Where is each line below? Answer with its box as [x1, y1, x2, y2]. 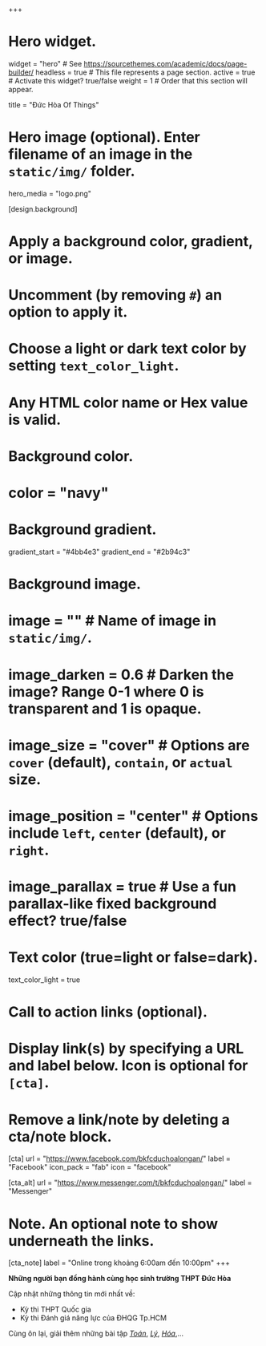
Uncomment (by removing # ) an [8, 286, 223, 305]
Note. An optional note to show [8, 1215, 219, 1233]
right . [8, 841, 50, 859]
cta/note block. [8, 1127, 112, 1146]
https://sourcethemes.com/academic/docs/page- [83, 59, 248, 68]
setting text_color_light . [8, 357, 179, 375]
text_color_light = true [8, 975, 81, 984]
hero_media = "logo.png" [8, 188, 92, 198]
